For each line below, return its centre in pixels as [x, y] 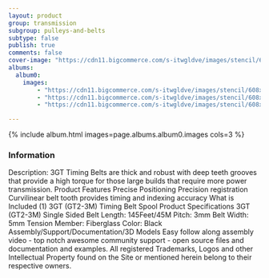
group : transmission [43, 23]
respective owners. [40, 266]
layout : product [35, 16]
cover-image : [30, 61]
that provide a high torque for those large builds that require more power [128, 181]
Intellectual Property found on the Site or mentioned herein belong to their [130, 257]
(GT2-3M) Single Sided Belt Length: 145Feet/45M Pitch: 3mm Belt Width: [128, 215]
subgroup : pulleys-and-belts [57, 30]
